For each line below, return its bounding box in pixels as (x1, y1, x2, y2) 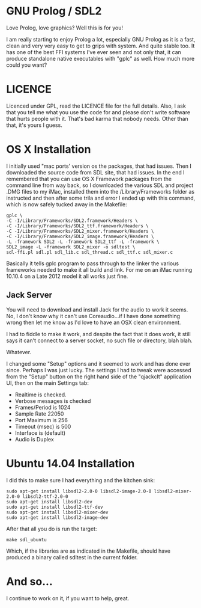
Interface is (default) (14, 429, 66, 437)
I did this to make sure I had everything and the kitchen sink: (6, 476, 155, 484)
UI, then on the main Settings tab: (6, 379, 89, 386)
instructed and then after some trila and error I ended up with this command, (6, 194, 196, 201)
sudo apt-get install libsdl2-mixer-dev (6, 509, 109, 515)
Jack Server (6, 290, 53, 300)
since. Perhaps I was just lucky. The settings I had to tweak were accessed (6, 366, 191, 373)
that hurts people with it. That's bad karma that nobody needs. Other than (6, 115, 189, 122)
